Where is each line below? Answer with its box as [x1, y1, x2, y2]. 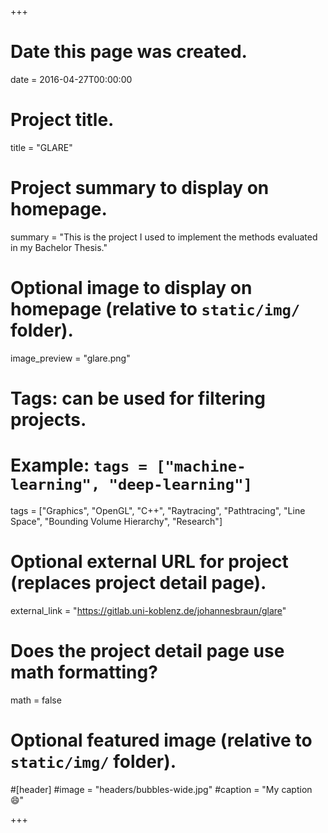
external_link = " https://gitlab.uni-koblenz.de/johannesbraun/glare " [10, 604, 287, 616]
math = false [10, 694, 62, 706]
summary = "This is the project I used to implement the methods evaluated [10, 231, 318, 243]
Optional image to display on [10, 277, 253, 299]
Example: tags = [10, 454, 148, 477]
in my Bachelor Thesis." [10, 241, 108, 253]
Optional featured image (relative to [10, 729, 313, 751]
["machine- [156, 457, 247, 476]
